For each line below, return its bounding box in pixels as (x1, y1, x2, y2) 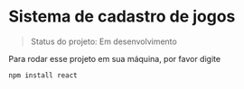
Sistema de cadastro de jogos (8, 6, 236, 27)
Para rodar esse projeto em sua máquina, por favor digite (8, 53, 221, 64)
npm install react (8, 70, 78, 80)
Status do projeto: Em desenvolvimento (30, 36, 177, 47)
